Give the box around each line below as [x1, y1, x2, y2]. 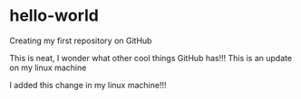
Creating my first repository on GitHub [9, 35, 152, 46]
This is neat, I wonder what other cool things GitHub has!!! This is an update [9, 52, 293, 63]
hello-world [9, 5, 100, 26]
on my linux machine [9, 62, 87, 73]
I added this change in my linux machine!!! [9, 79, 167, 90]
